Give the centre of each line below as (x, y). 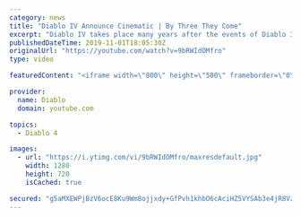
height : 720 (47, 174)
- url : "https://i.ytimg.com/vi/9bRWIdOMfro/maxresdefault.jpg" (140, 158)
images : (24, 149)
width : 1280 (47, 166)
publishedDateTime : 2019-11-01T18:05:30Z (88, 43)
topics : (24, 125)
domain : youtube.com (56, 108)
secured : (26, 198)
